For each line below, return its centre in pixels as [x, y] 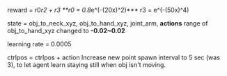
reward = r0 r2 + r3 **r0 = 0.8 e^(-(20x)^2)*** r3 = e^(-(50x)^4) [98, 10]
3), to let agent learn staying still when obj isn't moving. [86, 65]
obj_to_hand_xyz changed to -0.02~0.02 [66, 31]
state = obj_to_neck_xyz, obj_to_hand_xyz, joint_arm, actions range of [108, 23]
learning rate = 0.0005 [39, 44]
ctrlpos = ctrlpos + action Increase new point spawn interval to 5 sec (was [114, 57]
